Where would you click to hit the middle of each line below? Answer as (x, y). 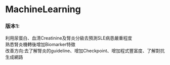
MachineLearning (43, 9)
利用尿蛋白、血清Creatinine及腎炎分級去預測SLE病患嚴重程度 (69, 38)
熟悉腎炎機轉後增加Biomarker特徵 (40, 45)
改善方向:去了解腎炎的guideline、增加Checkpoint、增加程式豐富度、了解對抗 (85, 51)
